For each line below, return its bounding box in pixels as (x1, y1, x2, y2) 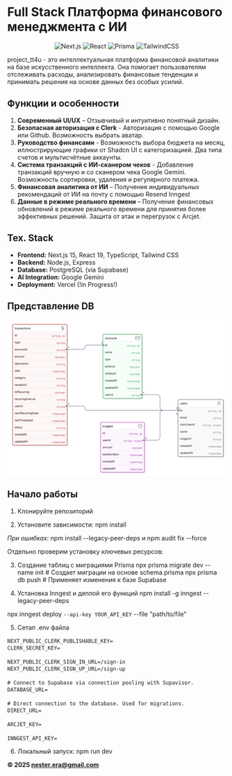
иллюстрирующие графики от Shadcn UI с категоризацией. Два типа (17, 145, 222, 154)
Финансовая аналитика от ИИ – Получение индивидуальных (17, 182, 200, 191)
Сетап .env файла (17, 623, 69, 631)
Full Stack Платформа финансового (7, 4, 223, 20)
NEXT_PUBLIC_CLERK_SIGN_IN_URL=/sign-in (7, 658, 126, 666)
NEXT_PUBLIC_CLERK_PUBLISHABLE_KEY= (7, 637, 113, 645)
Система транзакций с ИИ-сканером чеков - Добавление (17, 160, 194, 169)
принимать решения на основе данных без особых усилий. (7, 77, 184, 85)
